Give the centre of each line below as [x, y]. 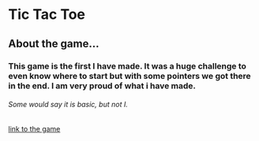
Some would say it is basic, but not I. [68, 105]
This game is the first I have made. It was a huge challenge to [128, 66]
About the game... [54, 44]
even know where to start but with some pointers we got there [129, 76]
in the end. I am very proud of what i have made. [102, 86]
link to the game [34, 128]
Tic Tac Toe [47, 15]
